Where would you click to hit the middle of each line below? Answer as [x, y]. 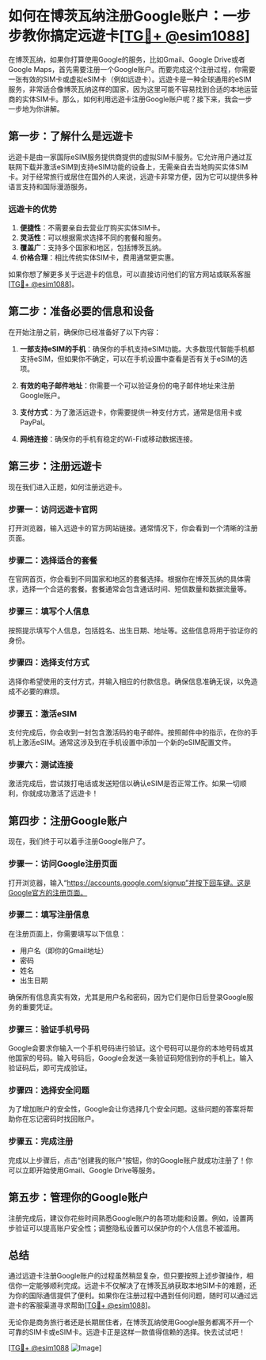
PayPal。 [34, 422]
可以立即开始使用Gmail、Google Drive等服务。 [84, 1170]
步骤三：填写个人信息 [49, 612]
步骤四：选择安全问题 [49, 1091]
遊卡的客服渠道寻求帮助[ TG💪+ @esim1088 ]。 [82, 1305]
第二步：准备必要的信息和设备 [81, 312]
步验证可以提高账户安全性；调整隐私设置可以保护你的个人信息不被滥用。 [126, 1228]
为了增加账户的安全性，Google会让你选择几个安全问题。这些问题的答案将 [127, 1109]
